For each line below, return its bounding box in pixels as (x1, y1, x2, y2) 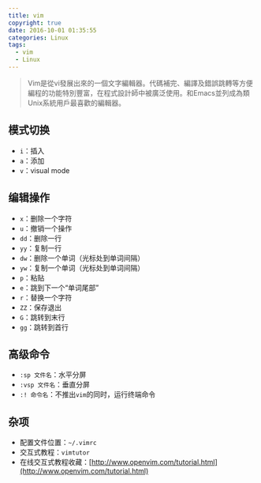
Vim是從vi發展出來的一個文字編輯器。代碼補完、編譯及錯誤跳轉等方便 (27, 78, 254, 88)
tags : (8, 41, 26, 49)
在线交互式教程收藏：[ (19, 458, 92, 467)
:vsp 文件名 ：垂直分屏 (19, 380, 91, 390)
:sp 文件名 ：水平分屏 (19, 370, 87, 379)
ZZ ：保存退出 (19, 302, 62, 312)
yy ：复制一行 (19, 243, 62, 253)
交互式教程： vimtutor (19, 447, 91, 457)
